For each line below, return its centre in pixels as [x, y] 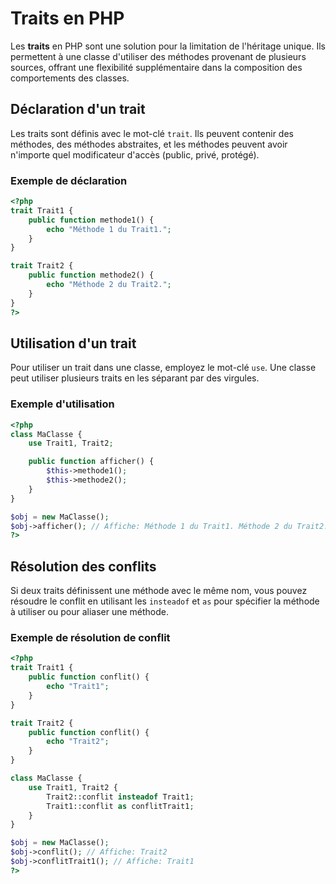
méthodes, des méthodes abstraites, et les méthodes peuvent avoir [149, 144]
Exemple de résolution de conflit [90, 638]
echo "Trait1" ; [78, 687]
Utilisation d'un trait [73, 343]
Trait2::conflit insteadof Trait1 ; [120, 797]
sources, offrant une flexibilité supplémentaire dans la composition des [156, 67]
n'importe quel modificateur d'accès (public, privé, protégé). [135, 154]
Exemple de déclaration [69, 180]
